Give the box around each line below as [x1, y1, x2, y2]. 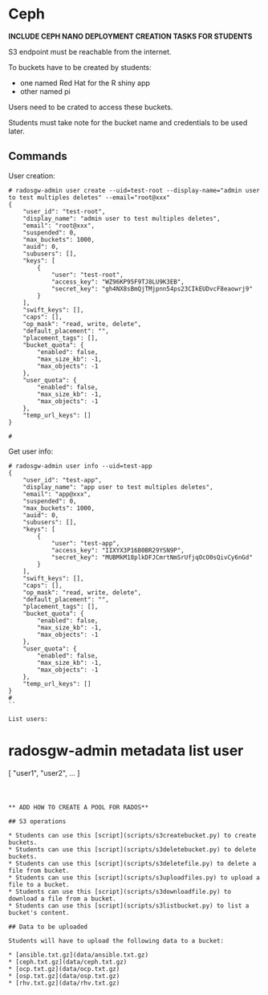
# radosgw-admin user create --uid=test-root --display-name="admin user [8, 186, 261, 194]
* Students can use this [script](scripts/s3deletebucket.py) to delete [8, 845, 257, 854]
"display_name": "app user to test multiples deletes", [22, 483, 214, 491]
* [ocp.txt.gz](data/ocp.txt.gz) [8, 964, 120, 973]
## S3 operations [8, 817, 67, 826]
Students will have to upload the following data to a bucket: [8, 936, 225, 944]
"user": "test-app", [51, 539, 120, 547]
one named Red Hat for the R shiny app [19, 78, 151, 88]
